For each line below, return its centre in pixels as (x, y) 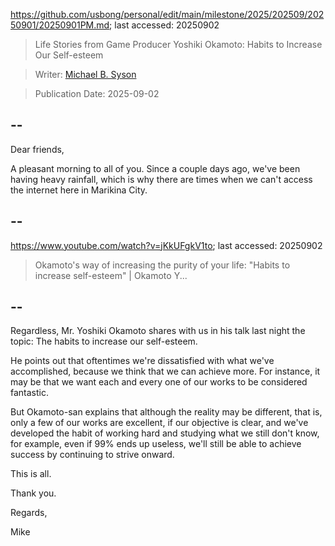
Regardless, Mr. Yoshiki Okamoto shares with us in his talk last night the (158, 331)
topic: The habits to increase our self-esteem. (104, 341)
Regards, (29, 513)
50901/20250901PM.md (60, 25)
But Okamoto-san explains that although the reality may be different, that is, (166, 412)
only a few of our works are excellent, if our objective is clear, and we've (159, 423)
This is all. (31, 474)
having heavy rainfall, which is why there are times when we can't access (161, 179)
